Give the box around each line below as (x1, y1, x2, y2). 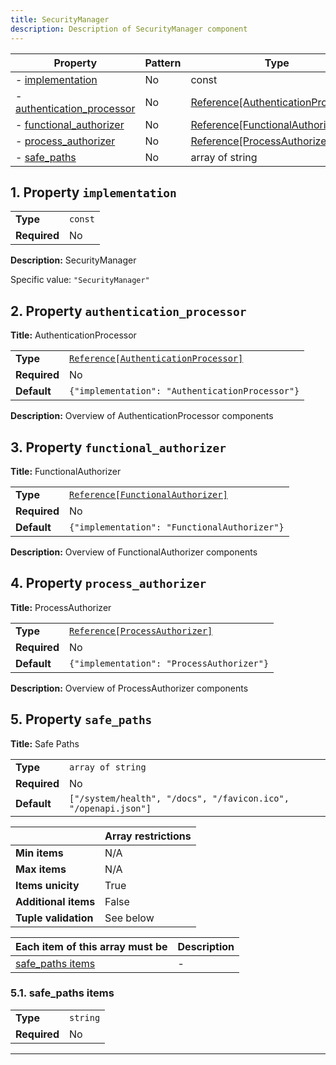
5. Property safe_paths (10, 711, 153, 728)
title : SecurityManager (10, 14, 110, 25)
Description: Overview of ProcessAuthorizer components (10, 682, 249, 694)
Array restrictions (104, 829, 192, 843)
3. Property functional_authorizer (10, 439, 227, 456)
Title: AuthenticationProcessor (10, 329, 137, 341)
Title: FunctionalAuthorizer (10, 465, 122, 477)
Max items (15, 862, 67, 876)
